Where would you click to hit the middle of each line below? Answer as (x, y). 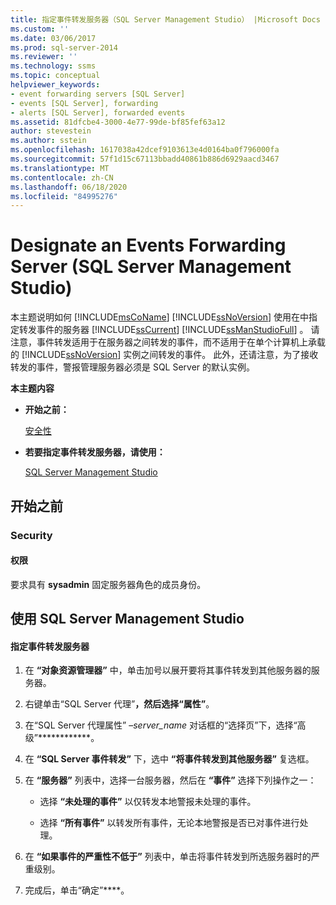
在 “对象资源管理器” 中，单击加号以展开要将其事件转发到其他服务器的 (168, 670)
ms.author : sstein (48, 141)
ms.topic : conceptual (55, 76)
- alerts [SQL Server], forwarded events (98, 112)
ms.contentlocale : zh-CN (62, 177)
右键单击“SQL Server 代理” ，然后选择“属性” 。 (119, 704)
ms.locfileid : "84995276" (64, 196)
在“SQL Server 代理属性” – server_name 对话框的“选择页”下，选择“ (161, 725)
